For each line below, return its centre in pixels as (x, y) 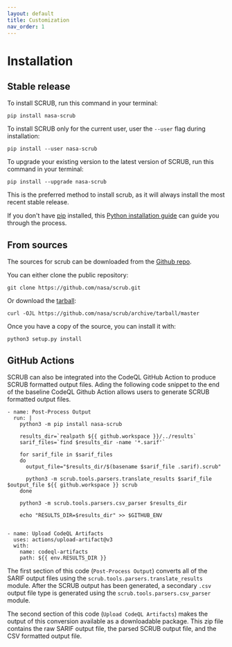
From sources (37, 245)
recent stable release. (38, 202)
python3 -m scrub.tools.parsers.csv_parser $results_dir (104, 503)
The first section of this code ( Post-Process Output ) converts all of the (107, 571)
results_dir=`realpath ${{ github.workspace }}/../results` (108, 436)
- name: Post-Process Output (49, 412)
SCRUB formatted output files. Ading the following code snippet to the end (114, 384)
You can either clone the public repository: (68, 275)
